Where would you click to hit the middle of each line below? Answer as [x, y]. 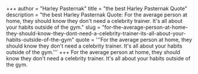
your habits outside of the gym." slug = [53, 27]
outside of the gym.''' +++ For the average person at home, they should [93, 52]
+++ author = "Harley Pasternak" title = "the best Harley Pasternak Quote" [97, 9]
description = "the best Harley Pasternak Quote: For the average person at [97, 15]
